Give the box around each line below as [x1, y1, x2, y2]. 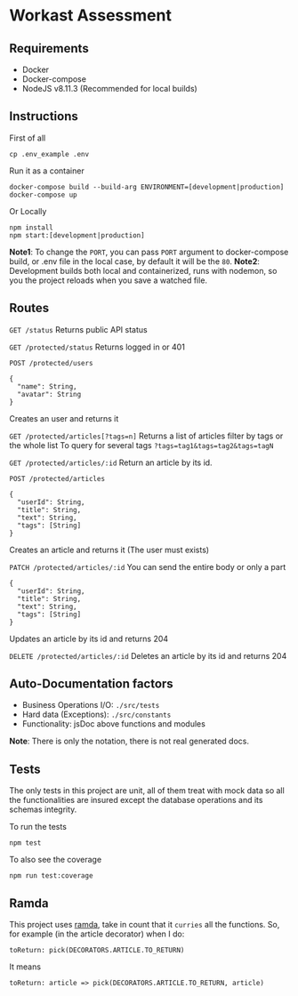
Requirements [9, 41, 89, 56]
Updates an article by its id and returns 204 [9, 633, 169, 644]
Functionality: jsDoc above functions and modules [21, 719, 206, 729]
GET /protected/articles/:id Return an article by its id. [9, 457, 213, 468]
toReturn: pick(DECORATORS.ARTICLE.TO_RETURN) [9, 946, 185, 955]
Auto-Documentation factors [9, 677, 173, 692]
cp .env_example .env [9, 149, 90, 158]
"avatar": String [17, 390, 82, 398]
